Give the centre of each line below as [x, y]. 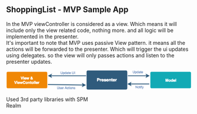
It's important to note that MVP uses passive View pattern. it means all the [96, 43]
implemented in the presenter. [42, 36]
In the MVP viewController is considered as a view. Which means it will [92, 24]
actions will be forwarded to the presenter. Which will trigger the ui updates [97, 49]
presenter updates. [29, 61]
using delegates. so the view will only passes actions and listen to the [90, 55]
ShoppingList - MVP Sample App [67, 10]
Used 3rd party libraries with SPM [47, 99]
